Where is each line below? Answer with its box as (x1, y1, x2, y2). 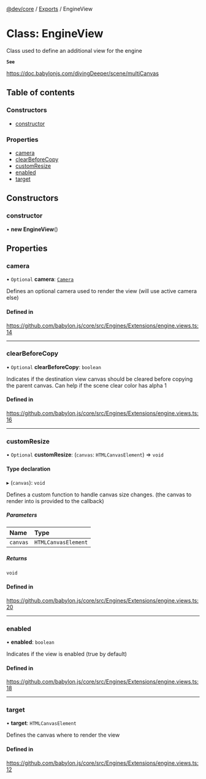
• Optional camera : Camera (6, 276, 74, 283)
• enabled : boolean (6, 638, 55, 646)
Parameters (6, 511, 37, 519)
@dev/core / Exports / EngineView (6, 6, 93, 12)
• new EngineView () (6, 225, 58, 233)
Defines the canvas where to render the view (6, 731, 120, 739)
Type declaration (6, 465, 51, 472)
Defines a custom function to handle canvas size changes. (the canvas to (6, 491, 192, 498)
